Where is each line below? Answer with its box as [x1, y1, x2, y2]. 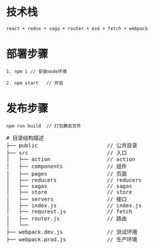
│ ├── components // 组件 [6, 162, 127, 170]
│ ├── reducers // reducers [6, 177, 142, 183]
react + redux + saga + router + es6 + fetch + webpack [6, 25, 148, 32]
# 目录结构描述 [6, 134, 44, 141]
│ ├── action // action [6, 156, 135, 162]
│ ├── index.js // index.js [6, 202, 142, 209]
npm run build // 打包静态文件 [6, 123, 82, 129]
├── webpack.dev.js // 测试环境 [6, 228, 138, 235]
